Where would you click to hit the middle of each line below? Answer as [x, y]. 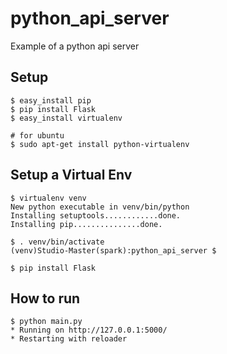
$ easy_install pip [51, 100]
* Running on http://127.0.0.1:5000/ [89, 330]
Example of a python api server [75, 46]
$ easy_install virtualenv [66, 118]
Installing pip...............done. [86, 224]
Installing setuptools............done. [96, 215]
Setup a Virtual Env [71, 175]
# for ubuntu [37, 135]
